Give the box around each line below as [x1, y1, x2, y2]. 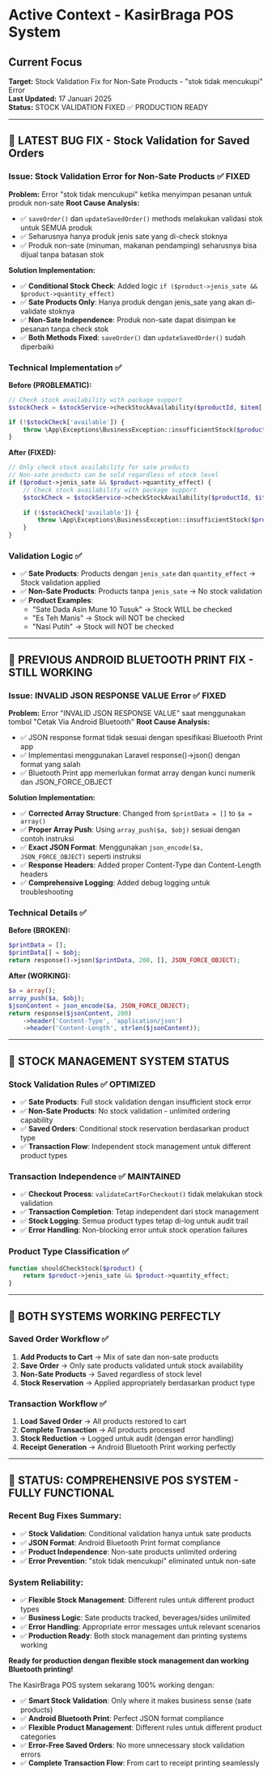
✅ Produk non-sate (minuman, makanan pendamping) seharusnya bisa [19, 241, 257, 250]
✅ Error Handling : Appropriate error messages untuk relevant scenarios [19, 1622, 261, 1632]
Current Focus [8, 55, 83, 69]
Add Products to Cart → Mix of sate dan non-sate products [19, 1352, 219, 1361]
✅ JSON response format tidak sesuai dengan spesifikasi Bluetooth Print [19, 733, 263, 743]
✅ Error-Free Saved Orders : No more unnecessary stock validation [19, 1740, 245, 1750]
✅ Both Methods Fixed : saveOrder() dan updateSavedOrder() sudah [19, 332, 245, 342]
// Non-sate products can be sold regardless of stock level [8, 471, 219, 479]
